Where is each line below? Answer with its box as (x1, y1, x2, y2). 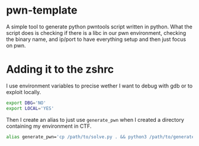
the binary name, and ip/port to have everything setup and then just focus (6, 35, 187, 43)
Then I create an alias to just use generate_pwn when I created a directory (6, 116, 185, 123)
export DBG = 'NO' (6, 100, 46, 106)
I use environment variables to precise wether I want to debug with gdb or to (6, 82, 193, 89)
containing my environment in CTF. (6, 122, 92, 129)
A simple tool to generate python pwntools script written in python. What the (6, 23, 192, 30)
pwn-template (6, 4, 78, 17)
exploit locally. (6, 88, 41, 95)
